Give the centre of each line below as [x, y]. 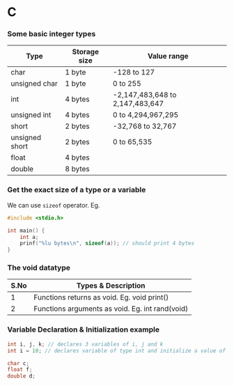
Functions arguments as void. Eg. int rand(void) [111, 309]
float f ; [20, 370]
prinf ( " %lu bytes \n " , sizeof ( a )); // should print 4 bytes [107, 244]
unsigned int [31, 115]
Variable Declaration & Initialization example [84, 330]
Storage [86, 52]
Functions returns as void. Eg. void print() [101, 298]
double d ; [22, 376]
